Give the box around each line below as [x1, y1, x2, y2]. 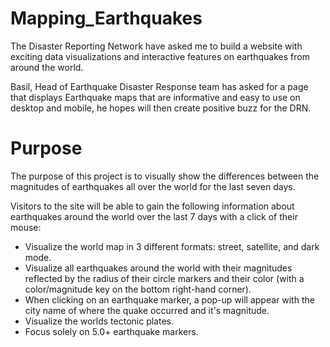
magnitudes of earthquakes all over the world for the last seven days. [10, 180, 296, 192]
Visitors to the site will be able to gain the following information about [10, 200, 295, 212]
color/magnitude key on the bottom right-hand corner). [24, 283, 252, 295]
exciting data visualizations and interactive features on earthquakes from [10, 50, 310, 62]
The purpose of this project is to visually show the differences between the [10, 170, 320, 182]
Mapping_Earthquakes [10, 7, 203, 30]
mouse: [10, 221, 42, 233]
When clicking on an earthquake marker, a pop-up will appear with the [24, 293, 315, 306]
